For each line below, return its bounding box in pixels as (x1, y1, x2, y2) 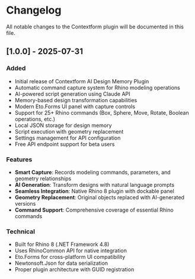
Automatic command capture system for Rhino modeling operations (14, 84, 181, 91)
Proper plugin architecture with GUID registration (14, 266, 135, 273)
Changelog (6, 4, 62, 17)
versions (14, 200, 36, 207)
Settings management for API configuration (14, 134, 121, 141)
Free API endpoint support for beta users (14, 140, 115, 148)
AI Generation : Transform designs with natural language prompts (14, 181, 175, 188)
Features (6, 155, 33, 163)
